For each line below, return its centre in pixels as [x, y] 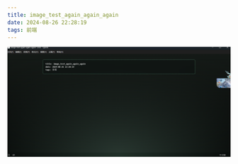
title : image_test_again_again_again [63, 15]
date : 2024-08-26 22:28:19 [47, 22]
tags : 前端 [22, 30]
